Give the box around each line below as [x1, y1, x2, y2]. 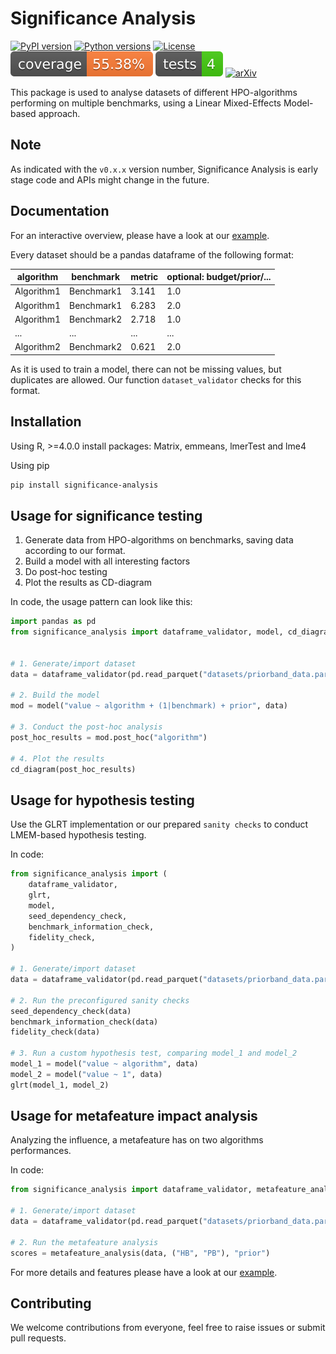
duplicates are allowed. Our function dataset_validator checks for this [10, 373, 302, 386]
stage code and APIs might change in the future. [10, 173, 210, 186]
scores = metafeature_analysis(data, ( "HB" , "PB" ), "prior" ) [10, 1248, 271, 1258]
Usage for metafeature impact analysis [10, 1108, 258, 1125]
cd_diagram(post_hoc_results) [10, 764, 137, 774]
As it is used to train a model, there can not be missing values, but [10, 363, 282, 375]
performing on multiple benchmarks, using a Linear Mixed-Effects [10, 97, 282, 109]
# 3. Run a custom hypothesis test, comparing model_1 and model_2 [10, 1048, 298, 1059]
